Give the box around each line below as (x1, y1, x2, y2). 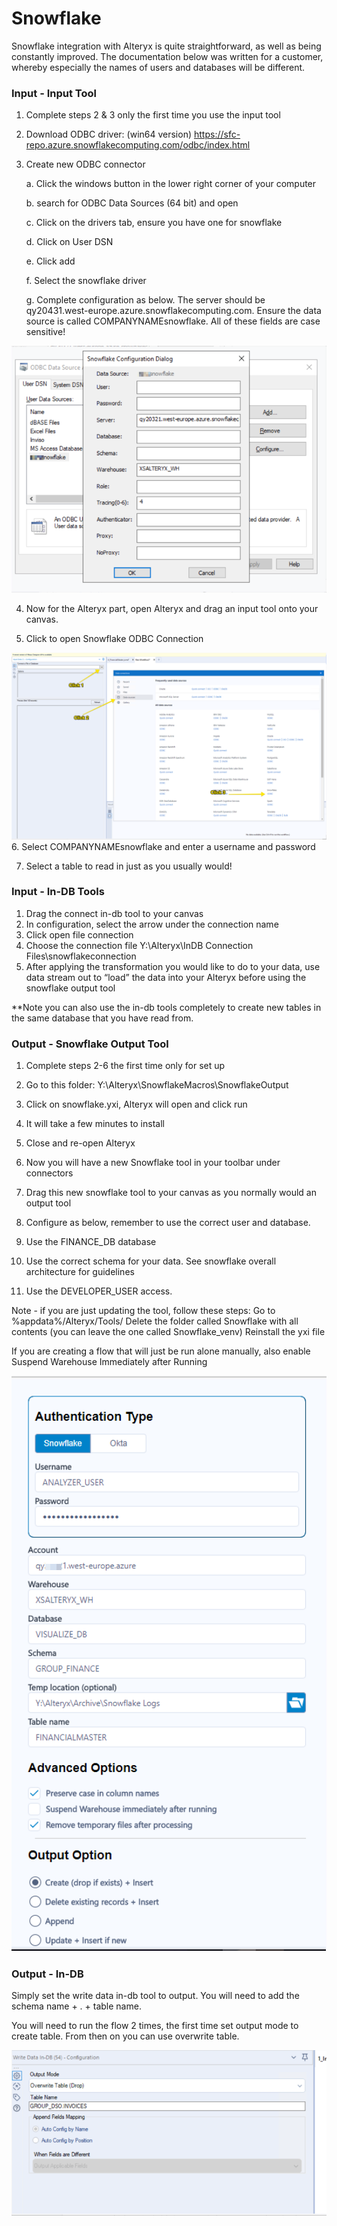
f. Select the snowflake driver (25, 275, 147, 287)
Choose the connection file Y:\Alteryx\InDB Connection (25, 939, 254, 951)
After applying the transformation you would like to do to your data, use (25, 960, 321, 972)
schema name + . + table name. (11, 2000, 142, 2012)
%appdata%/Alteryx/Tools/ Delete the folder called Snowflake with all (11, 1315, 299, 1327)
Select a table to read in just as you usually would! (25, 860, 233, 872)
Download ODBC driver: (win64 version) (25, 128, 193, 141)
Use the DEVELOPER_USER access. (25, 1285, 173, 1297)
